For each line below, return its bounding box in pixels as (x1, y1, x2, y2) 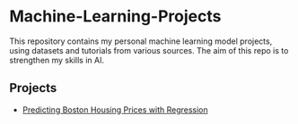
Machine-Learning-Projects (9, 6, 222, 27)
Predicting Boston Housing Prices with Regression (22, 104, 208, 115)
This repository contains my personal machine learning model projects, (9, 36, 273, 46)
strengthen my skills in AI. (9, 54, 105, 65)
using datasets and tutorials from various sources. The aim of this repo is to (9, 45, 289, 55)
